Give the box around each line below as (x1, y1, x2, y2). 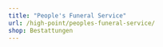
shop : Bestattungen (8, 26, 74, 34)
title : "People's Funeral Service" (8, 11, 127, 20)
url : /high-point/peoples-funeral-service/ (8, 19, 156, 27)
